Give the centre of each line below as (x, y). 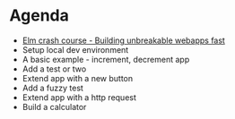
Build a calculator (54, 106)
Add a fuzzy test (52, 88)
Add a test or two (54, 69)
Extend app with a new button (78, 78)
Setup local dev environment (75, 49)
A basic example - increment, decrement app (106, 59)
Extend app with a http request (79, 97)
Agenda (39, 16)
